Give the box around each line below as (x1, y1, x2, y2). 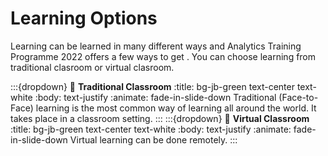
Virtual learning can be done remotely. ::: (69, 133, 238, 146)
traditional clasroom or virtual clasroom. (10, 61, 175, 73)
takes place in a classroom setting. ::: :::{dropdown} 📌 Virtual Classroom (10, 112, 310, 124)
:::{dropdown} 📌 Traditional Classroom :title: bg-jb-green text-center (10, 80, 295, 92)
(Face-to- (278, 91, 319, 103)
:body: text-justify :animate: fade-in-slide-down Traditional (34, 91, 277, 103)
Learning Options (10, 7, 158, 30)
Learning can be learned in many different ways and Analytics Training (10, 40, 302, 52)
